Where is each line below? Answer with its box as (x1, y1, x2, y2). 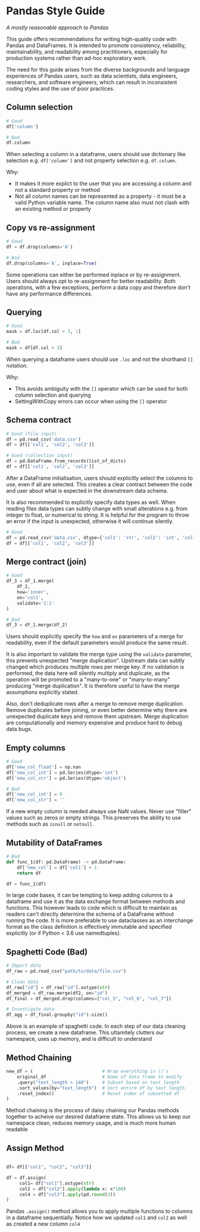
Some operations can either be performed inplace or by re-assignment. (6, 271, 182, 278)
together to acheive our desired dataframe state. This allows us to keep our (6, 1113, 191, 1121)
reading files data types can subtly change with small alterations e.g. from (6, 505, 188, 512)
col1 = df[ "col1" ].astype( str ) (19, 1180, 95, 1186)
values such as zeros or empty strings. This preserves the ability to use (6, 814, 182, 822)
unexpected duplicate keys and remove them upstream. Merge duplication (6, 713, 189, 720)
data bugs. (6, 726, 33, 733)
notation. (6, 362, 28, 369)
